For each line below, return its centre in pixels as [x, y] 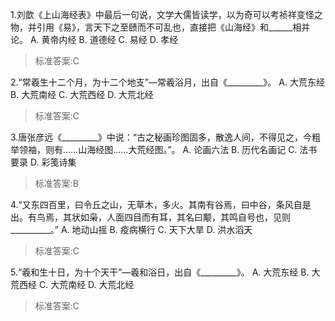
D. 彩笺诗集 [53, 162]
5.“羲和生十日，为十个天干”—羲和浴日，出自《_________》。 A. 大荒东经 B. [160, 272]
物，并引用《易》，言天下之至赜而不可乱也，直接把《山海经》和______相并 [160, 27]
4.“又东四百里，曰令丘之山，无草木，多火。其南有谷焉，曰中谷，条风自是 [161, 204]
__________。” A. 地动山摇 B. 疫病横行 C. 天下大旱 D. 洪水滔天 [131, 229]
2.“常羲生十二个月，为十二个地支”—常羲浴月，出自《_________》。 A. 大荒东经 [167, 82]
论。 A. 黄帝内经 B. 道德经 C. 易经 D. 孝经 [94, 39]
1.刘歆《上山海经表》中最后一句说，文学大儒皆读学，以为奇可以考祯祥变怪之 [166, 14]
